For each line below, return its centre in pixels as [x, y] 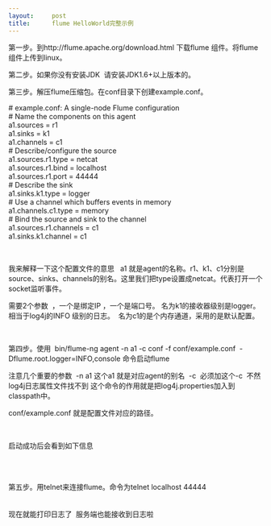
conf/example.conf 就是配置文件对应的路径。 [83, 412]
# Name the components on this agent [72, 116]
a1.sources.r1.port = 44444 [54, 176]
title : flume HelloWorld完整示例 [71, 23]
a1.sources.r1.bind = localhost [58, 168]
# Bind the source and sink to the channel [77, 219]
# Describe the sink [41, 184]
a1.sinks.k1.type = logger [49, 193]
